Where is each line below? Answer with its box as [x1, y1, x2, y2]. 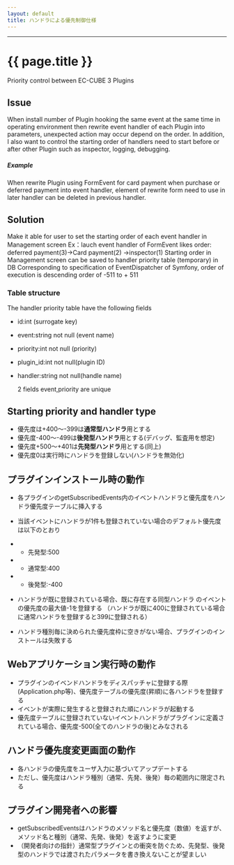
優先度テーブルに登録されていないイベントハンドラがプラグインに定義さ [17, 713, 225, 722]
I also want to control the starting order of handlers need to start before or [7, 138, 220, 146]
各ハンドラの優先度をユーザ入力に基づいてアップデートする [17, 764, 189, 773]
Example [7, 161, 33, 169]
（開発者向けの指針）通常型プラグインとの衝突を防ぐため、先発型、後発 [17, 841, 225, 850]
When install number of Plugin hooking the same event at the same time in [7, 115, 221, 124]
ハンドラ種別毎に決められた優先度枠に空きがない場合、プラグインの [17, 627, 213, 636]
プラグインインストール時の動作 [7, 473, 145, 486]
